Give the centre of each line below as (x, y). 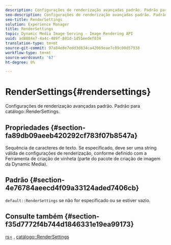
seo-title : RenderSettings (34, 19)
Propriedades (27, 127)
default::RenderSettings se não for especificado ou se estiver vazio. (78, 200)
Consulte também (34, 217)
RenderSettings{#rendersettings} (78, 92)
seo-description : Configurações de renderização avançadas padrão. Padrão (86, 15)
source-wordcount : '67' (31, 57)
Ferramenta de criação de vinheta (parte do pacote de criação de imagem (83, 158)
